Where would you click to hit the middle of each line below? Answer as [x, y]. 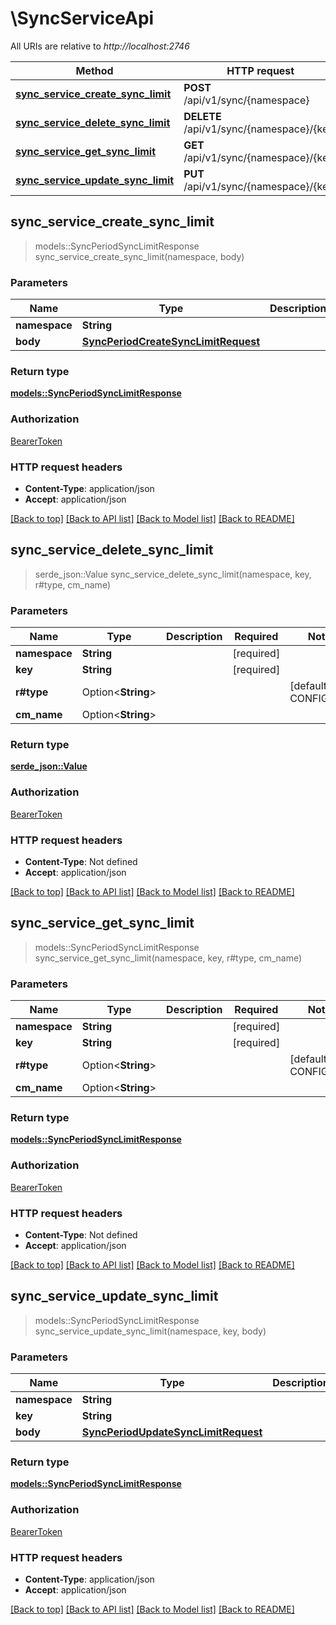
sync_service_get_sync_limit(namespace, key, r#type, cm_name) [168, 958]
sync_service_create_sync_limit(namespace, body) [139, 256]
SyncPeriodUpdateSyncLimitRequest [172, 1432]
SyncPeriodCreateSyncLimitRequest [171, 342]
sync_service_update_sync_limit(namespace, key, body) [150, 1331]
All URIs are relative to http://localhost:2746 [100, 46]
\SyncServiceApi [82, 18]
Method [94, 70]
